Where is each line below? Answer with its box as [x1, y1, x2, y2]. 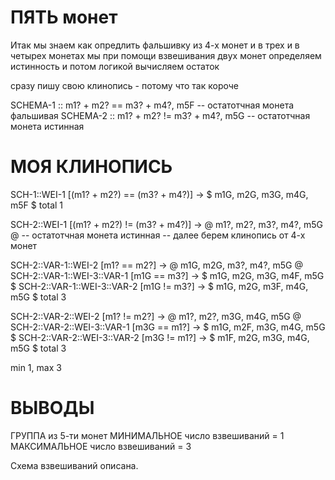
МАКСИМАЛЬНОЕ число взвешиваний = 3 [10, 440, 192, 452]
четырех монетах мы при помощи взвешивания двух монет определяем [10, 49, 322, 61]
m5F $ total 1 [10, 199, 64, 211]
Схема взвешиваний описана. [10, 459, 139, 471]
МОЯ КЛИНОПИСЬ [10, 156, 173, 178]
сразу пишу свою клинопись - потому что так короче [10, 79, 239, 91]
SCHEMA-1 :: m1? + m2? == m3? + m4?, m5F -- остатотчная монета [10, 99, 295, 111]
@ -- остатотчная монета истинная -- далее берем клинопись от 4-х [10, 229, 306, 241]
